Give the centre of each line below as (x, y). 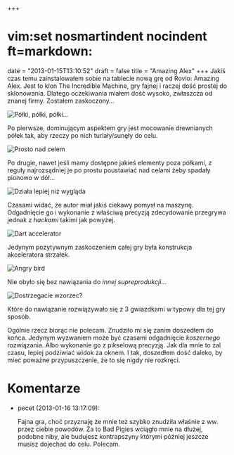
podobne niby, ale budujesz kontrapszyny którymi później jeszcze (113, 436)
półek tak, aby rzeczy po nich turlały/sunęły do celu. (83, 135)
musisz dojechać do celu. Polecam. (69, 444)
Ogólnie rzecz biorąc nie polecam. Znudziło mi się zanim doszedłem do (111, 330)
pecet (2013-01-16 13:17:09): (58, 408)
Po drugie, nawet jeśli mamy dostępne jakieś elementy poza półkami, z (110, 162)
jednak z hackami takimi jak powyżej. (61, 219)
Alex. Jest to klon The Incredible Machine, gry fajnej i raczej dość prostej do (117, 86)
